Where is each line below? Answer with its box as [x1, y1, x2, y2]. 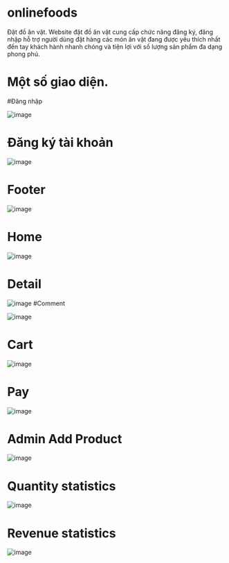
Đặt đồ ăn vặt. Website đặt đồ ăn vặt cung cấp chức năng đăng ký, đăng [7, 28, 213, 36]
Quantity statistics [7, 478, 116, 494]
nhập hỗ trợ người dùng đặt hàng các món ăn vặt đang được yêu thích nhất [7, 35, 221, 43]
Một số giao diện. [7, 74, 109, 90]
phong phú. [7, 50, 40, 58]
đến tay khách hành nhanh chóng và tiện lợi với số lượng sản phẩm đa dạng [7, 42, 223, 51]
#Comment [33, 299, 66, 307]
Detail [7, 276, 42, 292]
